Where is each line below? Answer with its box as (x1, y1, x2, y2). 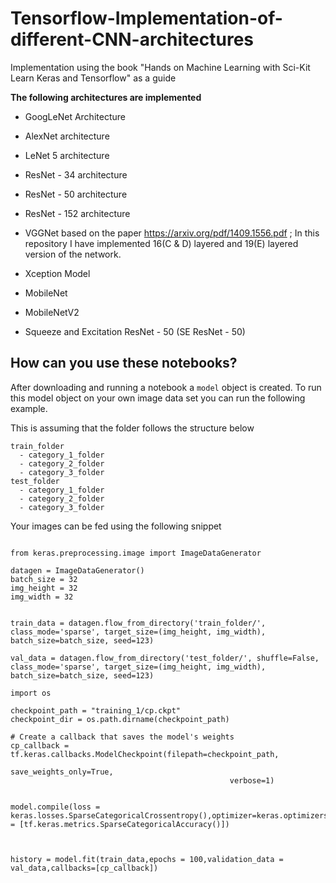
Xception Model (24, 267, 91, 279)
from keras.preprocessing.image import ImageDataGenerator (10, 548, 262, 558)
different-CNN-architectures (10, 28, 255, 51)
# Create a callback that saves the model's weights (10, 732, 235, 742)
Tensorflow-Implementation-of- (10, 7, 283, 30)
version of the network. (24, 248, 122, 260)
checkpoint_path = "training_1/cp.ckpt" (10, 705, 182, 716)
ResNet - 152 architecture (24, 207, 131, 219)
